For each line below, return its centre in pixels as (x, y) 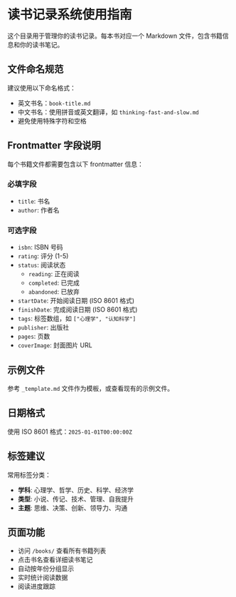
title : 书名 (34, 201)
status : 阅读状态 (42, 265)
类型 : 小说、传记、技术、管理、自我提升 (75, 499)
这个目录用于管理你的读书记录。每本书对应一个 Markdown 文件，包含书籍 (115, 36)
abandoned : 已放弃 (54, 292)
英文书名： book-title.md (54, 103)
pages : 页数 (34, 337)
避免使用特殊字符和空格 (52, 121)
